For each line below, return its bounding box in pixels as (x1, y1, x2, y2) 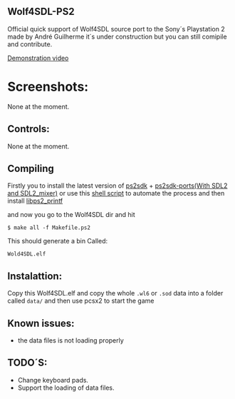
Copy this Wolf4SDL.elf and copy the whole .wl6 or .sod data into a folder (7, 289, 224, 298)
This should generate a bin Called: (7, 237, 108, 246)
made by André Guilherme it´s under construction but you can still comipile (7, 32, 227, 41)
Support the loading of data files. (17, 383, 115, 392)
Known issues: (7, 317, 75, 329)
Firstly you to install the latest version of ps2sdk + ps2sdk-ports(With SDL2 (7, 181, 228, 190)
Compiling (7, 162, 55, 174)
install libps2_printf (7, 196, 63, 206)
